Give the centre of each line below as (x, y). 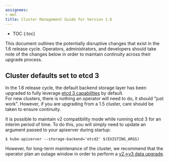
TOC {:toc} (24, 34)
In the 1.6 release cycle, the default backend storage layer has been (76, 88)
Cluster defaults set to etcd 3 (52, 76)
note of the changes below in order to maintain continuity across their (78, 54)
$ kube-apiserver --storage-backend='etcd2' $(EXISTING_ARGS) (72, 139)
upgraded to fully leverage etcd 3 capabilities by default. (64, 93)
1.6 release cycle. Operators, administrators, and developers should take (81, 49)
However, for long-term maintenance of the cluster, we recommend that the (84, 149)
